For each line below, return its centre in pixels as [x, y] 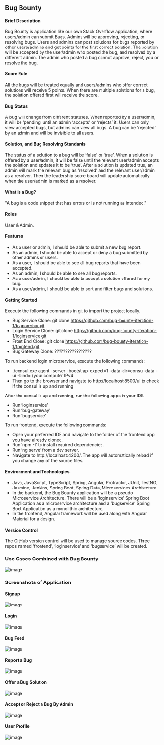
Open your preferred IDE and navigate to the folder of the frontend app [83, 435]
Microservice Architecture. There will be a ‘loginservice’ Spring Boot [81, 498]
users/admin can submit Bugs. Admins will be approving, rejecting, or [75, 37]
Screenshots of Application [38, 582]
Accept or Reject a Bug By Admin [39, 704]
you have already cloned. [38, 440]
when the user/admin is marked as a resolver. [51, 181]
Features [14, 236]
